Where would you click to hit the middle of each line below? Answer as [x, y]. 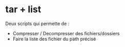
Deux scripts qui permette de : [37, 24]
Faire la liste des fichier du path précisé [54, 39]
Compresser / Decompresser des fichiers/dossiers [66, 33]
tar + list [23, 9]
